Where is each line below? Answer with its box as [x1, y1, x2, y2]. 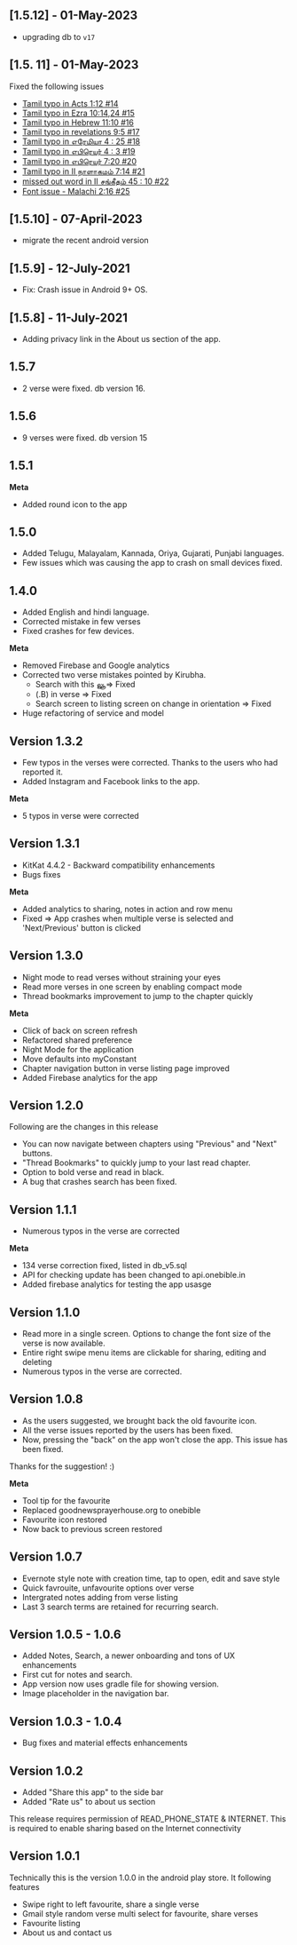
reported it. [21, 766, 64, 777]
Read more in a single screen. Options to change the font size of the [21, 1329, 271, 1338]
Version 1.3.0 [9, 949, 84, 964]
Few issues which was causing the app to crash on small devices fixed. [21, 558, 283, 568]
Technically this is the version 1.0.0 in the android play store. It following [9, 1872, 272, 1883]
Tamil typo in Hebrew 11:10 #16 [21, 116, 135, 128]
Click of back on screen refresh [21, 1025, 137, 1036]
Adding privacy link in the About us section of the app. [21, 334, 222, 345]
